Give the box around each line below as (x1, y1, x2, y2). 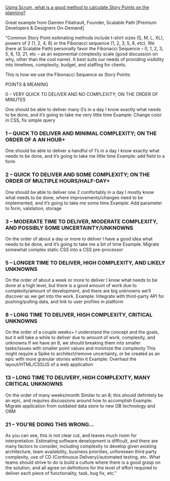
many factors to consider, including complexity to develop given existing (5, 443, 157, 450)
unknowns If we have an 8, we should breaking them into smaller (5, 340, 141, 346)
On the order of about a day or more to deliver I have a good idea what (5, 235, 153, 242)
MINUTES (5, 96, 26, 102)
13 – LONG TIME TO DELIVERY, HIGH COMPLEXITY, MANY (5, 374, 151, 381)
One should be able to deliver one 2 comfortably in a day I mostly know (5, 189, 154, 195)
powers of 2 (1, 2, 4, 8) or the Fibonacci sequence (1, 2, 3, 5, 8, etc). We (5, 40, 155, 46)
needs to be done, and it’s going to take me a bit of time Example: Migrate (5, 241, 159, 247)
